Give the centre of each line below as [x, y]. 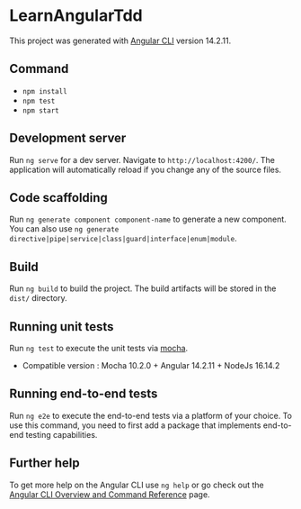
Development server [68, 138]
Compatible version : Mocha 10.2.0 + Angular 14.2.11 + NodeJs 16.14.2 [151, 365]
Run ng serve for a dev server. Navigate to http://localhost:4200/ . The [142, 159]
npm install [44, 91]
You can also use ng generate [64, 229]
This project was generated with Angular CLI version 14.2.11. [120, 41]
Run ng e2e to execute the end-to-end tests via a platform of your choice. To [151, 415]
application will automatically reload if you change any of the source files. [145, 169]
